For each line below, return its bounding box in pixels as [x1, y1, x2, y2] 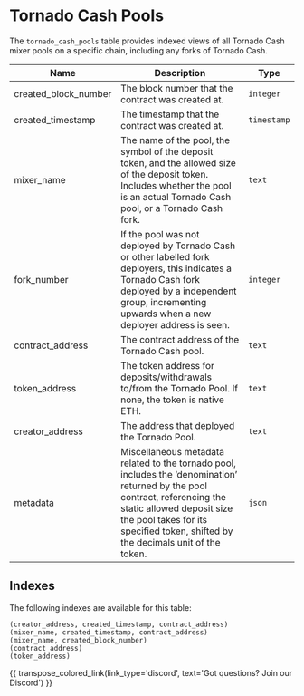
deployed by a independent [120, 285, 237, 297]
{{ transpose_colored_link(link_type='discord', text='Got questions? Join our [9, 667, 293, 678]
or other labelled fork [120, 250, 210, 263]
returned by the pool [120, 479, 208, 492]
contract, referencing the [120, 490, 226, 503]
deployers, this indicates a [120, 262, 233, 275]
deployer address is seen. [120, 318, 231, 331]
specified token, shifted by [120, 525, 233, 537]
